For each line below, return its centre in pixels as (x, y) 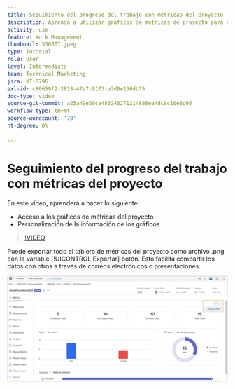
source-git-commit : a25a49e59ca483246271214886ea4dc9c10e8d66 (100, 104)
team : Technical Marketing (47, 74)
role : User (23, 60)
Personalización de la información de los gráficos (88, 224)
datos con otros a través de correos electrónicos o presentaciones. (104, 266)
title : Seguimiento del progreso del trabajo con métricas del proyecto (115, 15)
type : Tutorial (29, 52)
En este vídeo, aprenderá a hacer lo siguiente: (73, 203)
